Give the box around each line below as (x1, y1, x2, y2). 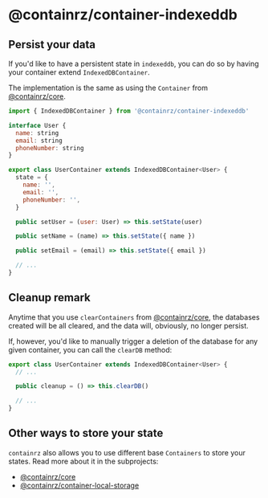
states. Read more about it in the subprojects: (8, 456, 159, 466)
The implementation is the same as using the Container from (8, 83, 209, 92)
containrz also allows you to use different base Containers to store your (8, 447, 246, 457)
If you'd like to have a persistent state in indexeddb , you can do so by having (8, 59, 259, 68)
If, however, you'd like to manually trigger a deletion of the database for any (8, 336, 258, 346)
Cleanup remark (8, 291, 91, 304)
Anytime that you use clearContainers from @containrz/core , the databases (8, 312, 260, 322)
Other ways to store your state (8, 427, 164, 440)
